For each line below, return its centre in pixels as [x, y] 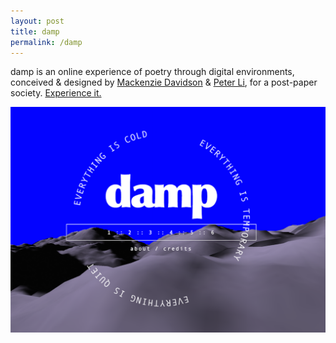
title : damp [35, 31]
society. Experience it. [56, 93]
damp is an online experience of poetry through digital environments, [152, 72]
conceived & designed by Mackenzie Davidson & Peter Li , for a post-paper [164, 82]
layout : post [37, 21]
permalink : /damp [46, 42]
